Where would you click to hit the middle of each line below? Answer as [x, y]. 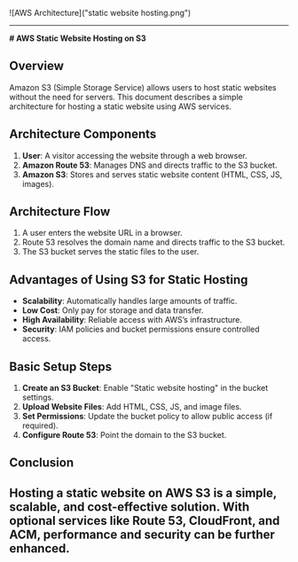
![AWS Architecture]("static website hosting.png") [100, 13]
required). [40, 425]
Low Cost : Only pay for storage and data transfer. [113, 310]
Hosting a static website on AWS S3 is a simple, [143, 492]
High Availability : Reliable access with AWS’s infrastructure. [132, 320]
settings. [38, 397]
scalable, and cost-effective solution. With [129, 507]
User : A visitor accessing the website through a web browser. [135, 155]
